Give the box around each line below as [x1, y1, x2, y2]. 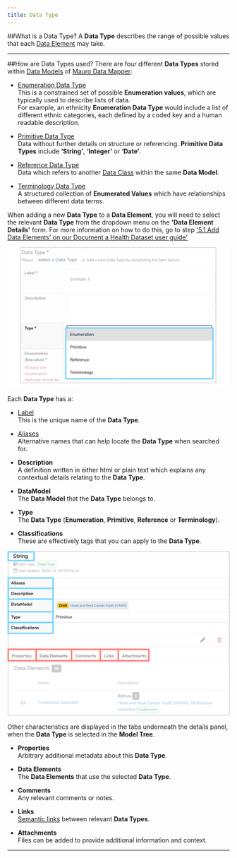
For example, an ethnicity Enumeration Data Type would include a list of [17, 103, 229, 112]
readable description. [17, 118, 80, 126]
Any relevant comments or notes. [17, 794, 114, 802]
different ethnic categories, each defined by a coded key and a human [17, 110, 222, 119]
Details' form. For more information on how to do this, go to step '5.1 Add [7, 225, 220, 234]
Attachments [17, 828, 57, 837]
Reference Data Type [17, 160, 80, 169]
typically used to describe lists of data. [17, 95, 130, 104]
